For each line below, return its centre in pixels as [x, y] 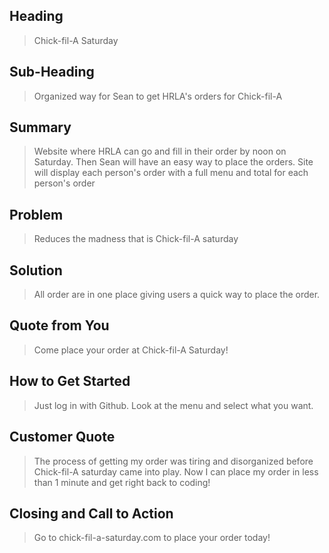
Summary [40, 127]
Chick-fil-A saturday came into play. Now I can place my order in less [176, 471]
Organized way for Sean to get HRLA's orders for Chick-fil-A [158, 96]
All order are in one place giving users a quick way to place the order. [177, 295]
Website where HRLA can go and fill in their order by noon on [160, 151]
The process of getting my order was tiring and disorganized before [173, 461]
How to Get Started [70, 381]
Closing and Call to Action [91, 513]
